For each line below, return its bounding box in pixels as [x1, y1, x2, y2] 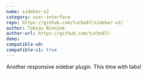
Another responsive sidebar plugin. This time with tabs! [6, 63, 142, 70]
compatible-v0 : [6, 42, 44, 48]
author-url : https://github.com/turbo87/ [6, 31, 111, 37]
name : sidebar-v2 [6, 8, 49, 15]
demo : [6, 36, 20, 42]
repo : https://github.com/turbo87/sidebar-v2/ [6, 19, 124, 25]
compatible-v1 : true [6, 47, 58, 53]
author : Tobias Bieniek [6, 25, 65, 31]
